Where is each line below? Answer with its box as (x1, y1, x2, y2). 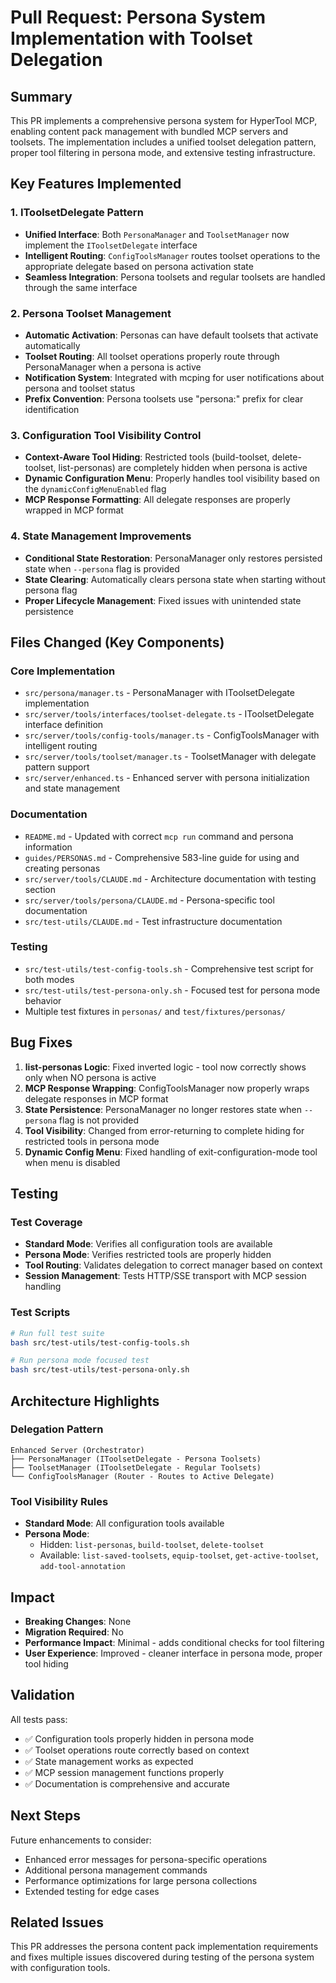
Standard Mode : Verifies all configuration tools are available (24, 1238, 273, 1250)
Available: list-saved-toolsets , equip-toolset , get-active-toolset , (39, 1549, 319, 1561)
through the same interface (24, 281, 138, 293)
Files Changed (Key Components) (10, 634, 225, 651)
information (24, 841, 73, 853)
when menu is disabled (24, 1156, 121, 1168)
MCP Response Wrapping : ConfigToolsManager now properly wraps (24, 1082, 310, 1094)
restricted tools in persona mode (24, 1135, 160, 1147)
